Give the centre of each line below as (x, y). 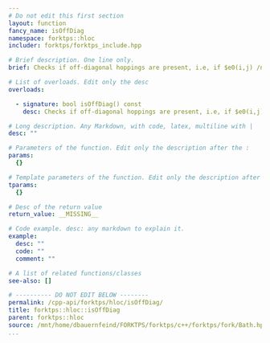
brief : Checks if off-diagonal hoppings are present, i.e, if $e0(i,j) (131, 68)
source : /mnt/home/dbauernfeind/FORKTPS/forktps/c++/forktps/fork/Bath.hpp (138, 325)
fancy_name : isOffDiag (46, 31)
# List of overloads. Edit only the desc (79, 82)
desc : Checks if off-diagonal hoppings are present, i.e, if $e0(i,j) (143, 112)
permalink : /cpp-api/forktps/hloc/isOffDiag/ (86, 303)
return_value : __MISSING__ (53, 214)
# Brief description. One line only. (72, 60)
